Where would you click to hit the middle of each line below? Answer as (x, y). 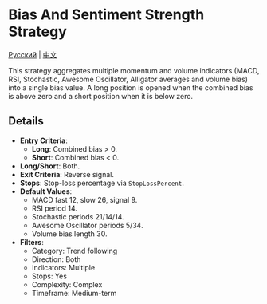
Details (26, 121)
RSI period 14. (55, 208)
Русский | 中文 (33, 54)
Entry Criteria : (43, 140)
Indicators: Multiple (63, 267)
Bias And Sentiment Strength (106, 15)
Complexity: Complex (67, 284)
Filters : (31, 242)
